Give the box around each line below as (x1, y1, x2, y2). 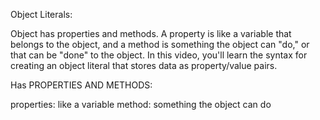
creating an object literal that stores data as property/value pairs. (10, 60, 278, 71)
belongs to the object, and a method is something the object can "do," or (10, 39, 310, 50)
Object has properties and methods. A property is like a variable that (10, 28, 292, 39)
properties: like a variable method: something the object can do (10, 99, 272, 110)
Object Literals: (10, 9, 73, 20)
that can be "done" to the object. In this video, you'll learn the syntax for (10, 49, 308, 61)
